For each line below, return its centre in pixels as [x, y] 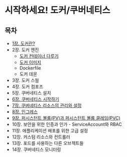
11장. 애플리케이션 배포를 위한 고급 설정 [50, 131]
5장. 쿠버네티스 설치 [31, 93]
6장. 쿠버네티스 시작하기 [36, 99]
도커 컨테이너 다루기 [39, 56]
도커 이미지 [30, 62]
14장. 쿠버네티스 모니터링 [36, 149]
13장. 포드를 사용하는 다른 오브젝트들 [48, 143]
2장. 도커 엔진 [25, 50]
